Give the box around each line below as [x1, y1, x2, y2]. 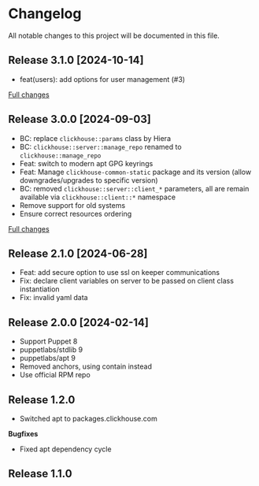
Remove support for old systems [19, 200, 126, 210]
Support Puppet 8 [19, 336, 78, 347]
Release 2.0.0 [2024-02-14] [8, 316, 150, 329]
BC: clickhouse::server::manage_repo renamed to [19, 142, 183, 151]
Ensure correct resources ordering [19, 209, 132, 218]
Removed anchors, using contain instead [19, 362, 152, 371]
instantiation [19, 284, 61, 294]
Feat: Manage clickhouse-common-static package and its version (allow [19, 167, 252, 176]
